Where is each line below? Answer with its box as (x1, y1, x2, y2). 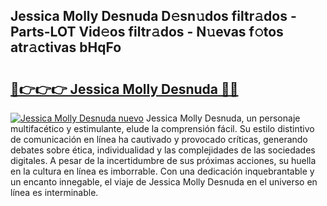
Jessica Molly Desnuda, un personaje (145, 112, 301, 124)
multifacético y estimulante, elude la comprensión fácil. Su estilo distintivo (10, 123, 315, 134)
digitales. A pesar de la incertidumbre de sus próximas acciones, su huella (10, 155, 317, 166)
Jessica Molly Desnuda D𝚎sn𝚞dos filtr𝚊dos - (10, 8, 297, 25)
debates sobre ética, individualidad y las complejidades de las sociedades (10, 144, 316, 156)
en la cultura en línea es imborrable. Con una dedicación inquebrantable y (10, 165, 315, 177)
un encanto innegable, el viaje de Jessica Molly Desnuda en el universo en (10, 176, 318, 188)
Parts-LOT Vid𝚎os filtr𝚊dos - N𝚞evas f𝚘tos (10, 24, 284, 41)
